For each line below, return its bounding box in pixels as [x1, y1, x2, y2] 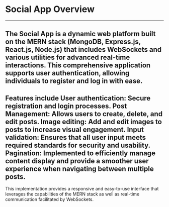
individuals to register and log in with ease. [5, 77, 143, 85]
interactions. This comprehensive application [5, 61, 151, 70]
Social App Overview [5, 4, 95, 15]
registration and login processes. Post [5, 101, 127, 110]
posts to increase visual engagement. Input [5, 125, 144, 134]
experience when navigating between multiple [5, 164, 154, 173]
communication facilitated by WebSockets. [5, 196, 94, 202]
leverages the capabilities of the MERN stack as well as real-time [5, 191, 140, 197]
